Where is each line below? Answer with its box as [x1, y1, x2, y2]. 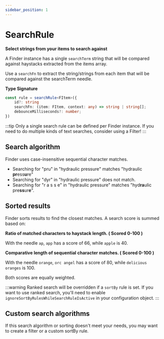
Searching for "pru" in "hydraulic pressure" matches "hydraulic [12, 166, 142, 172]
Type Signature [5, 85, 38, 91]
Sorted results [5, 202, 51, 210]
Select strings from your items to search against [5, 46, 107, 52]
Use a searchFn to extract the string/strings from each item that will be [5, 70, 150, 76]
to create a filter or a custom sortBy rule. [5, 328, 89, 334]
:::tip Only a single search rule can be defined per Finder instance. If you [5, 123, 154, 129]
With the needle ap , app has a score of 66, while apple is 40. [5, 240, 128, 246]
